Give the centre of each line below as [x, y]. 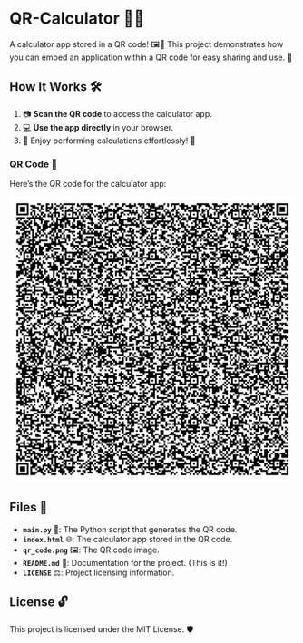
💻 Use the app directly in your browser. [98, 127]
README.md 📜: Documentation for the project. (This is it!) [125, 562]
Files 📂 [29, 507]
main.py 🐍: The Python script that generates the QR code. [130, 529]
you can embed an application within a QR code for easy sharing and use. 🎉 [151, 57]
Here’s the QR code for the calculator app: [88, 184]
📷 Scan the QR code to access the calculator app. [117, 113]
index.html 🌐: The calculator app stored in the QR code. [127, 539]
